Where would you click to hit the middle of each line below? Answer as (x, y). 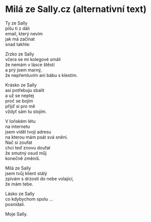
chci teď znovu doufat (28, 147)
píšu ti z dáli (17, 28)
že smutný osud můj (26, 153)
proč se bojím (19, 100)
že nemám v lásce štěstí (30, 64)
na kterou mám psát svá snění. (37, 137)
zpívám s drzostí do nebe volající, (39, 178)
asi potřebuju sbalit (25, 90)
